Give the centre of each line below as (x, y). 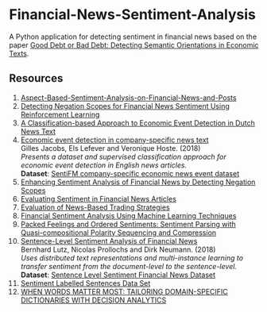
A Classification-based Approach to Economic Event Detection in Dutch (137, 123)
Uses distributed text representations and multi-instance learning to (132, 258)
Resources (36, 78)
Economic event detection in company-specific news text (114, 140)
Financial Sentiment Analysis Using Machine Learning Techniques (128, 215)
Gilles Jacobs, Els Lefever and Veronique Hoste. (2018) (110, 148)
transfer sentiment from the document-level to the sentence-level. (129, 266)
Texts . (19, 53)
